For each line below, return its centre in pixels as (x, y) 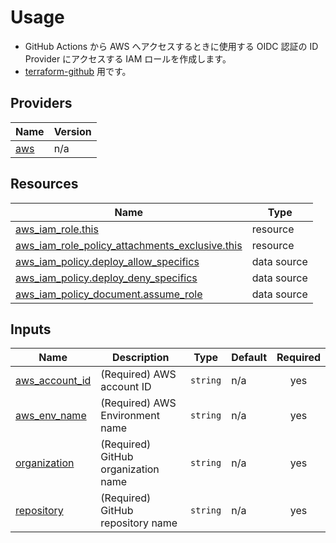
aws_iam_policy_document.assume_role (109, 294)
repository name (139, 523)
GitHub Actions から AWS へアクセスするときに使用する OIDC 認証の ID (171, 46)
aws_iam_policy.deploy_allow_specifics (107, 261)
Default (249, 358)
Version (72, 131)
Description (141, 358)
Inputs (31, 329)
